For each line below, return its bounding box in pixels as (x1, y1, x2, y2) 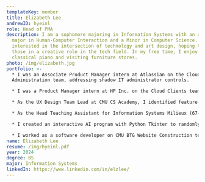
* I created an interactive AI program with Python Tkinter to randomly (12, 121, 201, 127)
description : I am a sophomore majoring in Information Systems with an (6, 32, 195, 38)
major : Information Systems (6, 161, 78, 167)
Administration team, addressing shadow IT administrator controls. (12, 77, 190, 83)
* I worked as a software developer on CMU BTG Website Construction (12, 132, 192, 138)
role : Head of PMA (6, 26, 53, 32)
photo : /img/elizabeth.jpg (6, 60, 75, 66)
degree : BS (6, 155, 34, 161)
